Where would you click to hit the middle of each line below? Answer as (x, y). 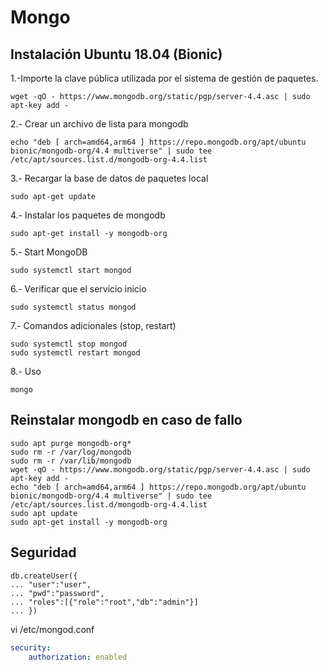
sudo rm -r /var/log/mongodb (71, 452)
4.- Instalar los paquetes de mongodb (88, 215)
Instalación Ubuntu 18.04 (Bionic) (116, 54)
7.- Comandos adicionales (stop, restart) (93, 325)
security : (31, 647)
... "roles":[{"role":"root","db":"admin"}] (104, 602)
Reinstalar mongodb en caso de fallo (126, 420)
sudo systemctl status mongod (73, 307)
